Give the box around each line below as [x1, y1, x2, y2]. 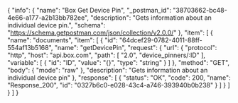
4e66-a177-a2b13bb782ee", [7, 13, 90, 22]
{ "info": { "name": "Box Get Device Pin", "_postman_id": [7, 6, 172, 14]
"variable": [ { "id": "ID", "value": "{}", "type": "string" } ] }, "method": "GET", [7, 59, 229, 66]
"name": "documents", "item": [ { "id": [7, 36, 119, 44]
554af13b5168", [7, 44, 53, 51]
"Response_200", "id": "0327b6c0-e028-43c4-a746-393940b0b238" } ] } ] [7, 81, 231, 89]
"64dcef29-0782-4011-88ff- [119, 36, 202, 44]
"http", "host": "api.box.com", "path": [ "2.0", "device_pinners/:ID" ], [7, 51, 206, 59]
